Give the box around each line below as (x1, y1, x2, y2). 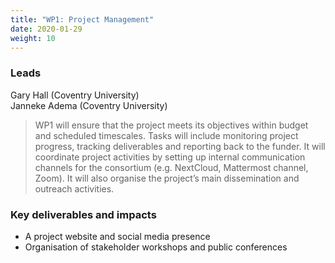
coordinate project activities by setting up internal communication (34, 151, 306, 163)
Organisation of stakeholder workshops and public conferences (24, 241, 288, 253)
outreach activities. (34, 182, 115, 195)
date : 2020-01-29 (10, 24, 83, 34)
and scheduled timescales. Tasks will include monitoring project (34, 129, 299, 141)
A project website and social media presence (24, 230, 211, 242)
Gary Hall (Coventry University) (10, 89, 140, 101)
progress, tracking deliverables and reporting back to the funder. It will (34, 140, 326, 152)
